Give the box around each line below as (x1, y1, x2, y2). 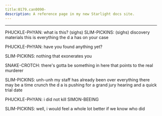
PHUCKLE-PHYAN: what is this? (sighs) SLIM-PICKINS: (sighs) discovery (5, 29, 150, 35)
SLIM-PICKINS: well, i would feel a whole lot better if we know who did (5, 105, 145, 111)
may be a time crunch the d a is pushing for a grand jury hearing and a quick (5, 82, 157, 88)
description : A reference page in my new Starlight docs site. (5, 12, 135, 16)
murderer (5, 67, 24, 73)
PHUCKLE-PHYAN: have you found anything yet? (5, 44, 103, 50)
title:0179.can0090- (5, 7, 47, 12)
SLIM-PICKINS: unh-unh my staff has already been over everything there (5, 77, 150, 82)
